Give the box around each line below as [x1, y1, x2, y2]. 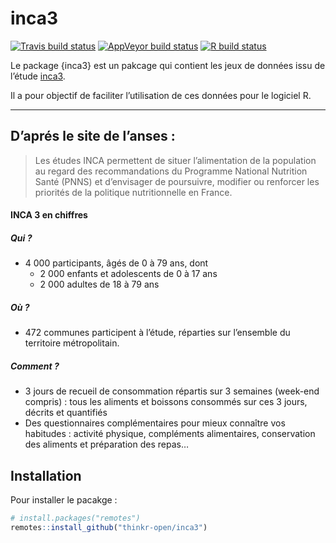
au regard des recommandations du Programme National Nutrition [34, 165, 308, 177]
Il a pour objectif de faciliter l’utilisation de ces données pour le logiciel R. [10, 89, 312, 101]
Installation [10, 467, 82, 484]
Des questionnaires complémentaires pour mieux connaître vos [24, 417, 286, 429]
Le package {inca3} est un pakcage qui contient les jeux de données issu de [10, 59, 326, 71]
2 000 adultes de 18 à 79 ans [39, 278, 160, 291]
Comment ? [10, 360, 60, 372]
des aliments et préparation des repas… [24, 438, 190, 451]
